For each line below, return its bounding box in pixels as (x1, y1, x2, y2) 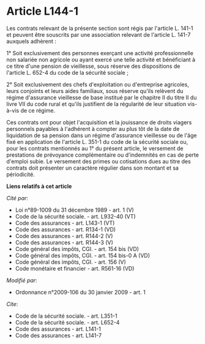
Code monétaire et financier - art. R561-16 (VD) (15, 264, 135, 272)
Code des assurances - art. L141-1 (15, 325, 101, 332)
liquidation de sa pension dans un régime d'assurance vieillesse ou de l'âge (6, 132, 197, 139)
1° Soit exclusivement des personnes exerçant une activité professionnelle (6, 49, 194, 56)
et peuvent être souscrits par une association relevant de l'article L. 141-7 (6, 31, 191, 38)
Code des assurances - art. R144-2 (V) (15, 232, 113, 239)
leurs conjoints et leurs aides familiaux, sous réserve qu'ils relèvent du (6, 87, 184, 94)
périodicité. (6, 170, 35, 178)
